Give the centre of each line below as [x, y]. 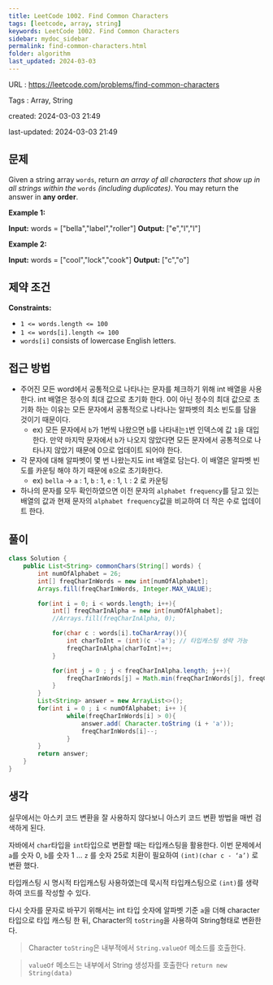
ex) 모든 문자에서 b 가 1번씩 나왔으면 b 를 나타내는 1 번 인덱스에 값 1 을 [138, 430]
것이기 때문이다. [45, 420]
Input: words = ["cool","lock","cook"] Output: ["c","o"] [99, 259]
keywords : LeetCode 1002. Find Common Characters [94, 31]
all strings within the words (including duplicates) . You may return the [123, 188]
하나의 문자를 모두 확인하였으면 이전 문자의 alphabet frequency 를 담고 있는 [140, 491]
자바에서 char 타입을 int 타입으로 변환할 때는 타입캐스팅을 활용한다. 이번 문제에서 [135, 845]
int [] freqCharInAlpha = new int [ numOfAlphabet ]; [137, 611]
